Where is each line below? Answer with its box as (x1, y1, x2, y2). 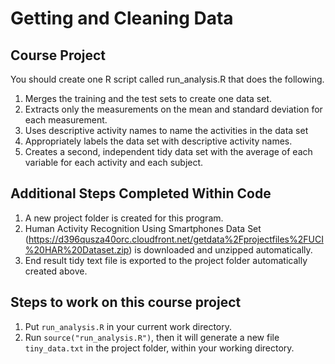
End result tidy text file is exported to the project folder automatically (24, 254, 308, 266)
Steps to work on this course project (10, 294, 242, 311)
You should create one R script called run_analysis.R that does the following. (10, 73, 325, 85)
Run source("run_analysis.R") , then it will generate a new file (24, 331, 280, 343)
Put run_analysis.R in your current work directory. (24, 320, 233, 332)
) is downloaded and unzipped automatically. (128, 243, 313, 256)
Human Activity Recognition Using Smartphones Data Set (24, 222, 262, 234)
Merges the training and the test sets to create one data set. (24, 93, 272, 104)
